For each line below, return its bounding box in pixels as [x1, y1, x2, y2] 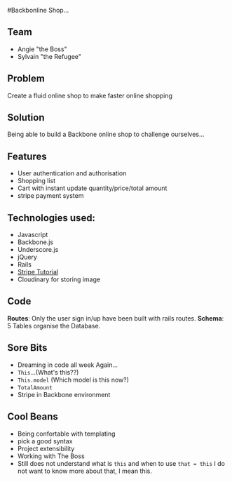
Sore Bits [7, 342, 48, 354]
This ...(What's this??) [17, 368, 79, 376]
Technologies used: [7, 212, 96, 224]
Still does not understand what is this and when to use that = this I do [17, 459, 226, 467]
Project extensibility [17, 444, 75, 453]
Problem [7, 73, 46, 85]
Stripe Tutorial [17, 268, 58, 276]
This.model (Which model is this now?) [17, 375, 130, 384]
